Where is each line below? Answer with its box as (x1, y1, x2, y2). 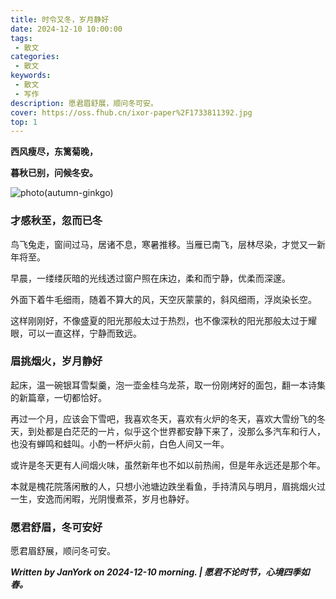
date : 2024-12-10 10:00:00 (10, 24, 123, 34)
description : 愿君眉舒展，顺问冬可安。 (10, 98, 158, 108)
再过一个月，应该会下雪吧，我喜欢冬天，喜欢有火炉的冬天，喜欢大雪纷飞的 (10, 412, 317, 425)
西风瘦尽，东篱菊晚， (10, 146, 98, 158)
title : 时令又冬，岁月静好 (10, 14, 110, 25)
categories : (10, 52, 60, 62)
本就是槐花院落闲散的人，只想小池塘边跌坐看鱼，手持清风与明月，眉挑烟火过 (10, 480, 326, 492)
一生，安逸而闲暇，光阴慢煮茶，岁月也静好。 (10, 492, 195, 505)
